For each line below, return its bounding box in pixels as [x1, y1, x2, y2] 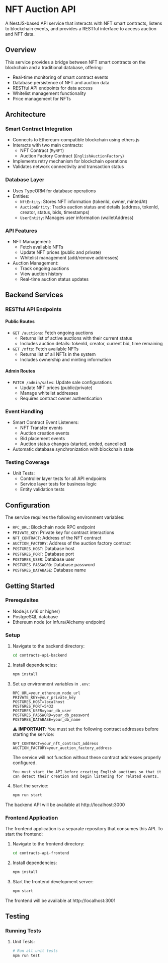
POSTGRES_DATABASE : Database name [12, 567, 87, 573]
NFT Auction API [5, 4, 76, 15]
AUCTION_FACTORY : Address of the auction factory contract [12, 540, 131, 546]
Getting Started [5, 581, 55, 590]
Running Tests [5, 927, 41, 934]
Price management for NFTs [12, 95, 71, 101]
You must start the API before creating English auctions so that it [12, 769, 162, 774]
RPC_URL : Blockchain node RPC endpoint [12, 524, 96, 530]
